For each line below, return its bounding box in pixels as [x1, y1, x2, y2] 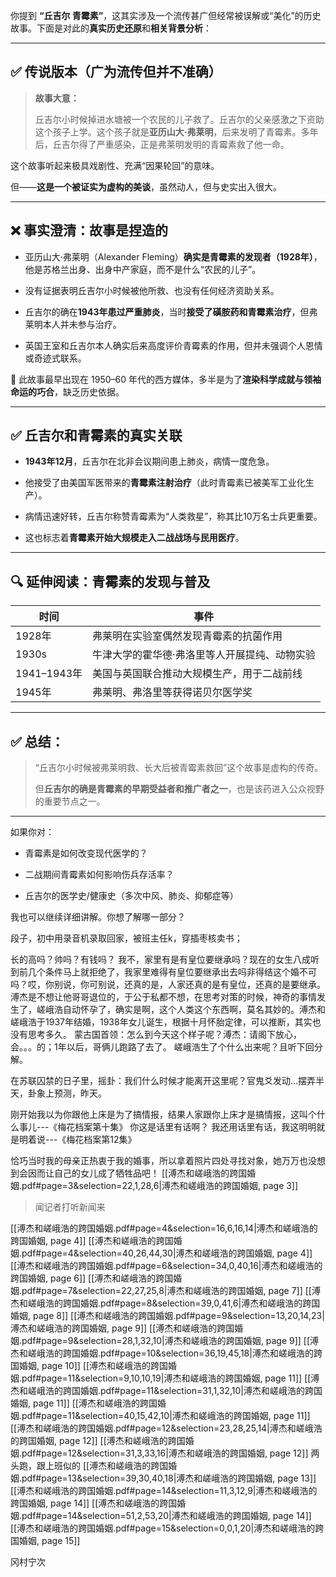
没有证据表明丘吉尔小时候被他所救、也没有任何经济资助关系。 [24, 284, 280, 296]
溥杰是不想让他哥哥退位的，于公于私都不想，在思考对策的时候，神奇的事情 [10, 991, 317, 1003]
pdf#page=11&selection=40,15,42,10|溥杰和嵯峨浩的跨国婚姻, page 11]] [21, 1410, 311, 1422]
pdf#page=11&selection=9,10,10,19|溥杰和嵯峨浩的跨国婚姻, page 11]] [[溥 [21, 1372, 320, 1384]
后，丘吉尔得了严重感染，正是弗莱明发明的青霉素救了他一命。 [34, 138, 290, 150]
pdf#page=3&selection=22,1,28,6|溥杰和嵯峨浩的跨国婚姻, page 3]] [21, 1180, 299, 1192]
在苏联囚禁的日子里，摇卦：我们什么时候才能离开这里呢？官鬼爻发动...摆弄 [10, 1075, 317, 1087]
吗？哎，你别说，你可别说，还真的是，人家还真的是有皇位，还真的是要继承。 [10, 979, 326, 991]
